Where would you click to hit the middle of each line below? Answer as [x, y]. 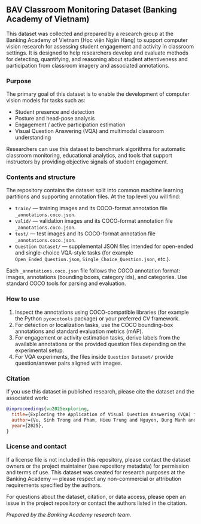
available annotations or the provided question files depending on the [100, 344]
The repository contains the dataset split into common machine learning [95, 190]
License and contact [36, 447]
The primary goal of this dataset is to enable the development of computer [98, 94]
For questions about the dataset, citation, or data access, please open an [96, 496]
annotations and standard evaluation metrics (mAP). [79, 331]
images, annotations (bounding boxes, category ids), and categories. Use [97, 277]
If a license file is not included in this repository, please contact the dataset [98, 459]
